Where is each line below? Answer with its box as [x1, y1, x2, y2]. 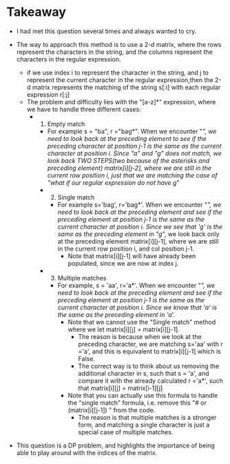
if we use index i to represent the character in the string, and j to [26, 68, 209, 77]
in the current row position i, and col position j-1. [57, 244, 194, 253]
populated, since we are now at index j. [67, 259, 179, 267]
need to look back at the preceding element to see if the [47, 134, 207, 142]
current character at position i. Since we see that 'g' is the [57, 222, 223, 231]
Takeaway [6, 4, 67, 20]
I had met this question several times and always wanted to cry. [16, 27, 197, 35]
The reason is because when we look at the [78, 332, 202, 340]
